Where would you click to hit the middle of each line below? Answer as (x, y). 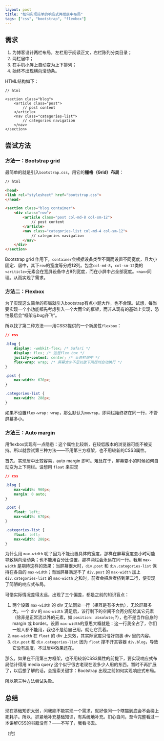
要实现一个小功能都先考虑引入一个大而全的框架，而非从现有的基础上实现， (80, 309)
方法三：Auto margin (30, 433)
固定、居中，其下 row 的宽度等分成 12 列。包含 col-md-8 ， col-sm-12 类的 (74, 266)
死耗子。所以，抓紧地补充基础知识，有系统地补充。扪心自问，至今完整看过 (80, 717)
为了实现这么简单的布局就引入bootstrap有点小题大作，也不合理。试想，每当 (81, 303)
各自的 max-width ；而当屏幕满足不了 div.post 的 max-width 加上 (77, 572)
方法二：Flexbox (25, 292)
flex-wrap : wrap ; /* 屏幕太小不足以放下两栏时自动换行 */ (68, 362)
